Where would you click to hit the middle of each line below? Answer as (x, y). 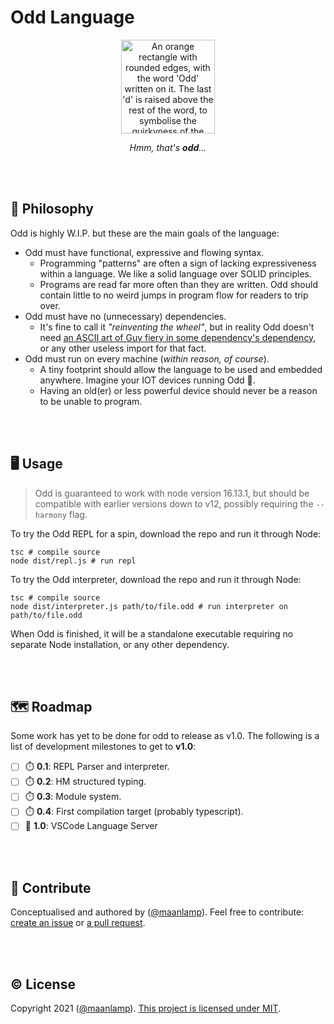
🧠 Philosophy (52, 209)
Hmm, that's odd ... (168, 147)
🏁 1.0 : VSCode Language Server (91, 826)
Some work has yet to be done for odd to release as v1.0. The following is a (165, 736)
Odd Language (72, 17)
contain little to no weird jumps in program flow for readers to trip (174, 295)
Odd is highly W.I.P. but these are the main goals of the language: (145, 233)
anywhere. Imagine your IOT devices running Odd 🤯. (147, 380)
